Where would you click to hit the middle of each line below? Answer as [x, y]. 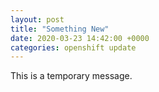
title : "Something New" [60, 29]
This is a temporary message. [71, 76]
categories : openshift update [73, 47]
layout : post [37, 19]
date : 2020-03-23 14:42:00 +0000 [80, 38]
